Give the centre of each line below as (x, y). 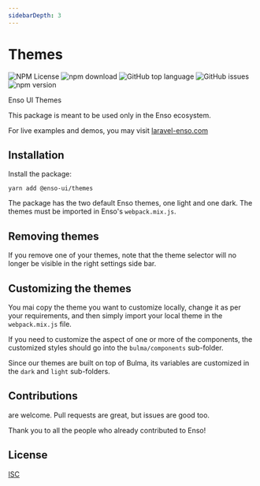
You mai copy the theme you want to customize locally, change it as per (125, 307)
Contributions (43, 396)
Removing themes (54, 236)
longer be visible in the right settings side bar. (82, 264)
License (28, 455)
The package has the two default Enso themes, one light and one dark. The (130, 203)
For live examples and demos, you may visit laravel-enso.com (108, 130)
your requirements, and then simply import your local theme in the (115, 315)
